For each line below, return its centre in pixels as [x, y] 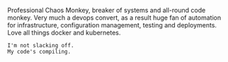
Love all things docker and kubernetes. [64, 32]
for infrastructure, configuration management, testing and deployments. [112, 25]
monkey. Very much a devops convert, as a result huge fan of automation [114, 18]
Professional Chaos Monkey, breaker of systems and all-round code [107, 10]
